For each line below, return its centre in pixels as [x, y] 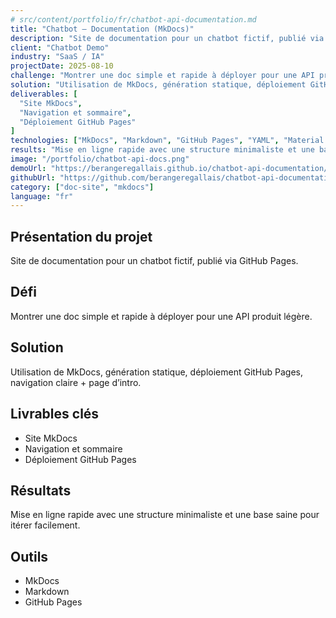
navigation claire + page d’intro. [76, 382]
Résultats [41, 490]
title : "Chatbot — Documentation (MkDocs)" [102, 29]
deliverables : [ [44, 94]
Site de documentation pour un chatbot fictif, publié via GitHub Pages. [154, 261]
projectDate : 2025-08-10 [62, 66]
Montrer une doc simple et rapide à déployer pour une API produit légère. [161, 316]
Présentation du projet [81, 236]
